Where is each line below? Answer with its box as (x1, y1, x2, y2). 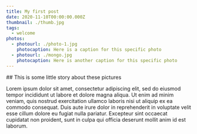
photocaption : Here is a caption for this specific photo (16, 47, 162, 53)
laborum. (6, 122, 28, 129)
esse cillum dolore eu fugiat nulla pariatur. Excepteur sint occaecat (6, 109, 168, 117)
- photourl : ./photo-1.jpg (11, 42, 78, 47)
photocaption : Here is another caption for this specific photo (16, 57, 178, 63)
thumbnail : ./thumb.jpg (6, 19, 65, 25)
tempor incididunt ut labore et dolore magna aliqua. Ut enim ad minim (6, 91, 174, 98)
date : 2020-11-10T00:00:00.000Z (6, 14, 85, 20)
